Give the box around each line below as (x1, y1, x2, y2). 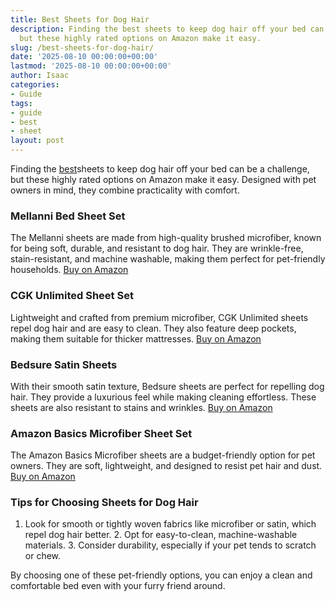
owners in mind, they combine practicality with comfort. (10, 184, 240, 196)
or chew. (24, 550, 62, 562)
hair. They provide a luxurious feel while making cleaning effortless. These (10, 391, 317, 403)
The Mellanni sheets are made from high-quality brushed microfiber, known (10, 232, 322, 244)
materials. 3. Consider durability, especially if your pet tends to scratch (24, 539, 317, 551)
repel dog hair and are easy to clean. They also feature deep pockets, (10, 322, 297, 334)
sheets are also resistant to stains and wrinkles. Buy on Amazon (10, 401, 273, 413)
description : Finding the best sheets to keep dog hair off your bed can (10, 24, 325, 34)
